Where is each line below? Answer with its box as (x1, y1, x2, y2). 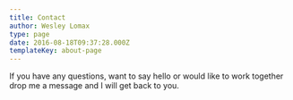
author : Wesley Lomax (9, 21, 90, 30)
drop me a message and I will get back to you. (9, 80, 179, 91)
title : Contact (9, 12, 66, 22)
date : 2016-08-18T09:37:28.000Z (9, 37, 130, 47)
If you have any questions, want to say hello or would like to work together (9, 71, 284, 81)
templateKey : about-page (9, 46, 102, 55)
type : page (9, 29, 50, 38)
